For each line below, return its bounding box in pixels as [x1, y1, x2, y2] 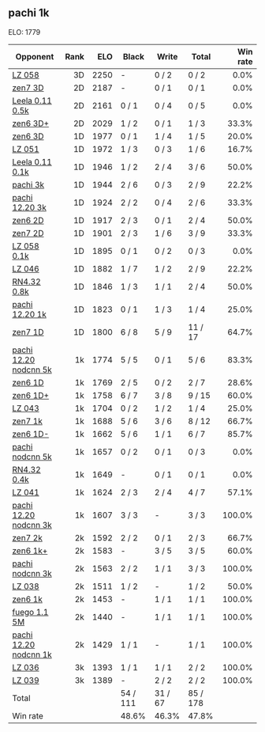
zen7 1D [12, 326, 44, 337]
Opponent [15, 51, 54, 62]
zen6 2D [12, 214, 44, 226]
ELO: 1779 [8, 27, 41, 36]
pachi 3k [12, 179, 45, 190]
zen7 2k [12, 532, 43, 543]
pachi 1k [8, 6, 50, 20]
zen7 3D [12, 82, 44, 93]
